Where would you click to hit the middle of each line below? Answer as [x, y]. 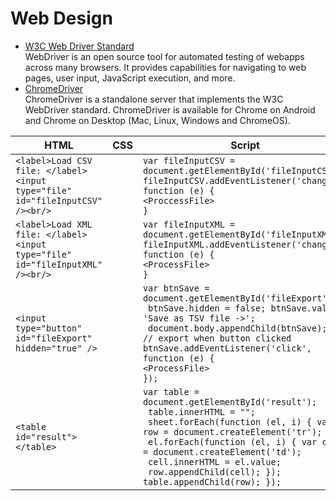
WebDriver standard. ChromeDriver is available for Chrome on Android [170, 109]
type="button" [49, 328]
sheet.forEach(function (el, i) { [230, 421]
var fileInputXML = [189, 224]
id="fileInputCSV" [59, 200]
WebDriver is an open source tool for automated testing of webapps [164, 56]
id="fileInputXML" [59, 264]
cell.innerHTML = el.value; [215, 461]
